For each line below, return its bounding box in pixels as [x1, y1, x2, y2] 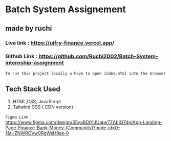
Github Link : [5, 53, 37, 60]
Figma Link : [5, 113, 31, 120]
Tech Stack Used [5, 85, 60, 93]
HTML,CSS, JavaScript [12, 98, 61, 104]
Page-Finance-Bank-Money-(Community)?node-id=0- [5, 124, 120, 131]
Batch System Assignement [5, 4, 126, 15]
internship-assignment [5, 59, 64, 66]
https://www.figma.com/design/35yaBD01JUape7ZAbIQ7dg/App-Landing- [5, 119, 162, 125]
